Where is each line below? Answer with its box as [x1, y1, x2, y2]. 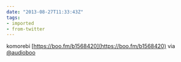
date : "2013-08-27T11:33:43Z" [6, 9, 84, 15]
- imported [6, 20, 34, 26]
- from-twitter [6, 26, 45, 32]
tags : [6, 15, 20, 21]
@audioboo [6, 49, 36, 57]
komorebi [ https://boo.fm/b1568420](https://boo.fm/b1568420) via [6, 43, 175, 50]
